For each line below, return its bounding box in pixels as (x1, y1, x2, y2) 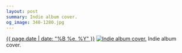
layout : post (6, 8, 38, 15)
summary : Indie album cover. (6, 14, 78, 20)
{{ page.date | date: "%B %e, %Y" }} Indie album (6, 36, 177, 43)
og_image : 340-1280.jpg (6, 19, 65, 25)
